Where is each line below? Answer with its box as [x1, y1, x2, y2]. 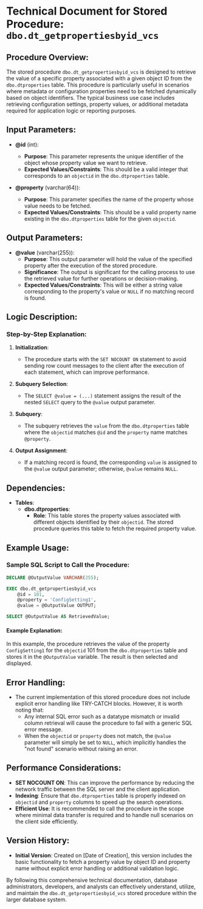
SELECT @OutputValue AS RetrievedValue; [6, 614, 111, 620]
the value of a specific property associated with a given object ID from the [6, 75, 193, 82]
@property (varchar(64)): [15, 184, 81, 191]
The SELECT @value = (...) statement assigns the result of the [24, 392, 181, 399]
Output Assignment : [15, 447, 68, 454]
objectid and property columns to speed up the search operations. [15, 798, 184, 805]
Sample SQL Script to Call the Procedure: [6, 561, 129, 569]
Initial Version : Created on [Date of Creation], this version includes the [15, 851, 193, 859]
